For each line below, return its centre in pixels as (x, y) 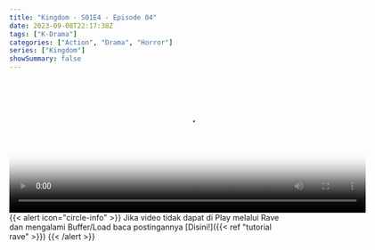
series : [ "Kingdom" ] (48, 51)
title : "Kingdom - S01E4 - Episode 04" (83, 17)
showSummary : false (45, 59)
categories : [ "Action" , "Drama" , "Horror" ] (91, 42)
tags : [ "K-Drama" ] (43, 34)
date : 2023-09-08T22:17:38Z (61, 26)
